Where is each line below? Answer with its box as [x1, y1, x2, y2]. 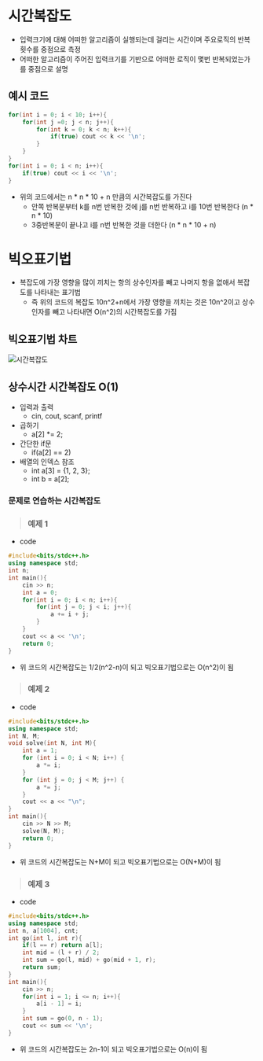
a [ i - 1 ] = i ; [36, 1000, 82, 1008]
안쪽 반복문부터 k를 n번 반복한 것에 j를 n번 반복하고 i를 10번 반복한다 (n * [31, 201, 254, 211]
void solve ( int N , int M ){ [8, 739, 97, 747]
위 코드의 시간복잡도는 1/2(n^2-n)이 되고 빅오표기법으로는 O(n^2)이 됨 [19, 662, 234, 672]
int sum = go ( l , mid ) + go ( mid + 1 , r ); [22, 956, 156, 964]
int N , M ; [8, 732, 41, 740]
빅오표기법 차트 [8, 332, 78, 346]
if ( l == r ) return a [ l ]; [22, 941, 104, 949]
